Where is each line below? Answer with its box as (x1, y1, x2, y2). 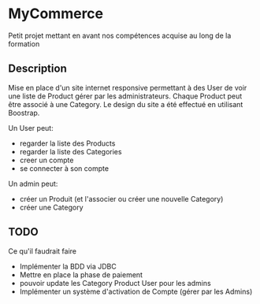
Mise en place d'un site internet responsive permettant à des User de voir (8, 83, 247, 92)
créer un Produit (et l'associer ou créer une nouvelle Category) (19, 194, 224, 203)
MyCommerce (8, 5, 104, 23)
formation (8, 39, 40, 48)
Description (8, 62, 67, 76)
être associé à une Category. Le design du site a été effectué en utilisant (8, 99, 243, 109)
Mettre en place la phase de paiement (19, 269, 143, 280)
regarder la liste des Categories (19, 146, 122, 156)
